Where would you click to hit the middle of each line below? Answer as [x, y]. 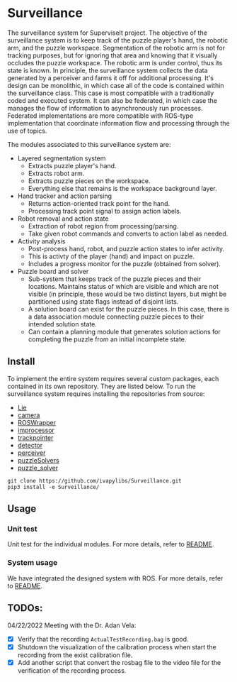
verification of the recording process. [72, 670]
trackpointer [35, 437]
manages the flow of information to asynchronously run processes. [105, 108]
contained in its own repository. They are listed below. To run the [102, 386]
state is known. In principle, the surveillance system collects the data [108, 70]
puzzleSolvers [38, 460]
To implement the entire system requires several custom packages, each [113, 378]
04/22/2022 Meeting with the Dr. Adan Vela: [72, 625]
